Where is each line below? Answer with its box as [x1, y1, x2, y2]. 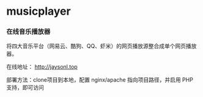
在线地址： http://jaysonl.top [6, 63, 78, 71]
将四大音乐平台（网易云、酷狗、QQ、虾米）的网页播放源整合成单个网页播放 [6, 42, 197, 50]
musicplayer [6, 4, 72, 18]
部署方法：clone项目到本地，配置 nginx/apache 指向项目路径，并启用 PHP [6, 76, 194, 83]
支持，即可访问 [6, 84, 44, 91]
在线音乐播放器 [6, 28, 51, 36]
